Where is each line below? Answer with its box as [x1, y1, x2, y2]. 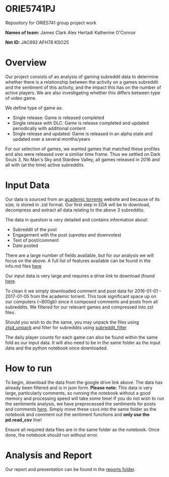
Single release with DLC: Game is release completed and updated [12, 120, 149, 126]
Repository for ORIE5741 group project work [5, 20, 97, 26]
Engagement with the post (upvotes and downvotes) [12, 231, 122, 237]
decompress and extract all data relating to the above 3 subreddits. [5, 207, 145, 213]
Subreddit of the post [12, 226, 57, 232]
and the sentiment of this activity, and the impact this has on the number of [5, 84, 161, 90]
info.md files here [5, 263, 42, 269]
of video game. [5, 95, 37, 101]
